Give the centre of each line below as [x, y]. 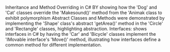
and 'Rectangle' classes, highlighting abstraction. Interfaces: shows [76, 29]
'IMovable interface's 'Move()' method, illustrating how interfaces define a [83, 39]
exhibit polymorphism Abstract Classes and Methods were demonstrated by [85, 18]
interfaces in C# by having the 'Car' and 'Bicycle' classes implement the [81, 34]
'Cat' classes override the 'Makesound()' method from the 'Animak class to [84, 13]
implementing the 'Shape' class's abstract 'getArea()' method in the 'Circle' [84, 23]
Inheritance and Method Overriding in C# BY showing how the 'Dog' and [81, 7]
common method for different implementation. [54, 45]
